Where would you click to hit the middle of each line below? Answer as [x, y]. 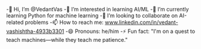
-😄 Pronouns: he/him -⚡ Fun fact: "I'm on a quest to [130, 31]
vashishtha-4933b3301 [35, 31]
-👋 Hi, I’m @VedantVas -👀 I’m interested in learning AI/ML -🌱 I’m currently [97, 9]
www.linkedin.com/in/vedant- [142, 22]
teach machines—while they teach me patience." [67, 40]
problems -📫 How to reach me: [64, 22]
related [15, 22]
